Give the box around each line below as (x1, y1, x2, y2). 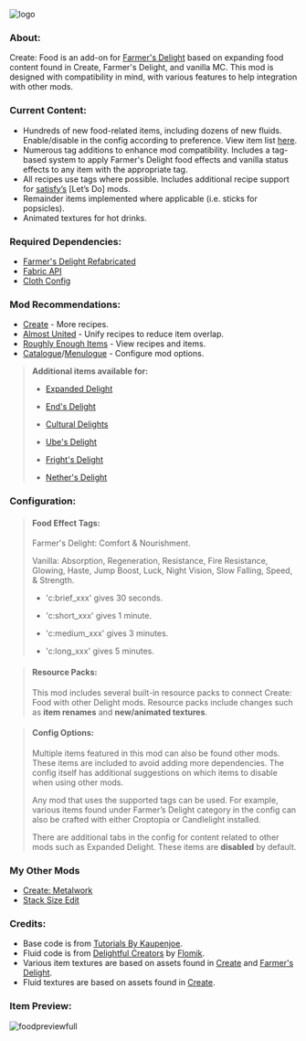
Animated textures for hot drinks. (22, 212, 148, 223)
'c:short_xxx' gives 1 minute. (45, 611, 153, 621)
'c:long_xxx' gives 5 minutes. (45, 645, 155, 657)
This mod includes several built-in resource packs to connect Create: (31, 686, 292, 698)
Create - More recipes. (22, 319, 110, 330)
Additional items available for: (31, 366, 149, 377)
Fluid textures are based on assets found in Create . (22, 977, 216, 988)
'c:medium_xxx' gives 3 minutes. (45, 628, 169, 639)
